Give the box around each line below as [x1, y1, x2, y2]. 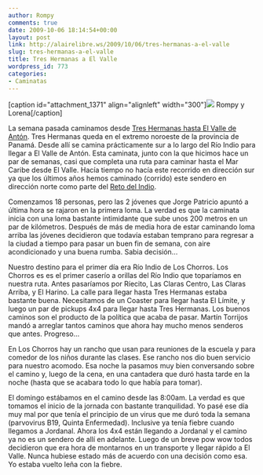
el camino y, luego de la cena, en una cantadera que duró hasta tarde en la [8, 369, 250, 378]
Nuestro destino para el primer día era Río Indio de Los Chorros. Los [8, 262, 229, 272]
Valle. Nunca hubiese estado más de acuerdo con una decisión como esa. [8, 451, 248, 460]
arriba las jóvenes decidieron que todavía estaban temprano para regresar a [8, 230, 254, 239]
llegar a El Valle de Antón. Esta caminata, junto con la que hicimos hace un [8, 148, 249, 158]
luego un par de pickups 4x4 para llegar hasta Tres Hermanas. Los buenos [8, 304, 250, 313]
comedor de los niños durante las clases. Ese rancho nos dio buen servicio [8, 353, 251, 362]
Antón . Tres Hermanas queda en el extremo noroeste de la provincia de [8, 131, 239, 141]
